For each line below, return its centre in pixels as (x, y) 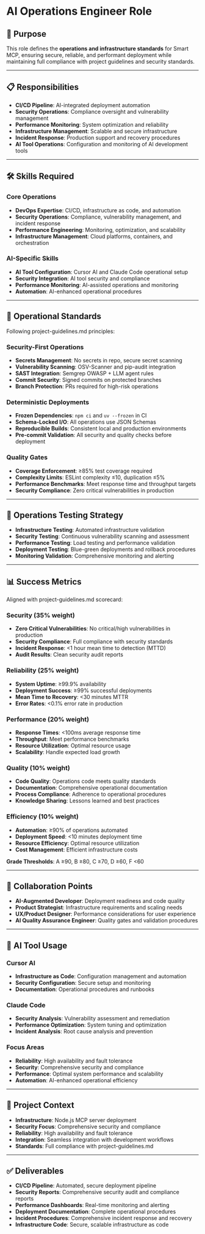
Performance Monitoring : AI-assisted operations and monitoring (97, 285)
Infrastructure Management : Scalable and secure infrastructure (96, 131)
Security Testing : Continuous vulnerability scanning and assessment (102, 536)
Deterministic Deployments (48, 402)
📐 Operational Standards (54, 316)
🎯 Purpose (27, 34)
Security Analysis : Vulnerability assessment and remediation (92, 1019)
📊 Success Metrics (44, 582)
